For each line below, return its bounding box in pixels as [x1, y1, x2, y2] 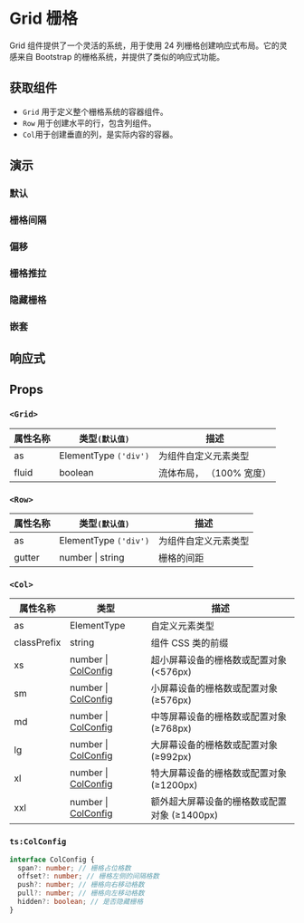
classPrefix [14, 636, 62, 649]
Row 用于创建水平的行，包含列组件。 [22, 117, 157, 128]
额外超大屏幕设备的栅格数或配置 [150, 795, 287, 808]
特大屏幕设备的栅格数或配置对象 [150, 767, 287, 780]
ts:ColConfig [9, 837, 67, 847]
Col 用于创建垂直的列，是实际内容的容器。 [22, 129, 178, 139]
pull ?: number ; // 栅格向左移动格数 [17, 889, 145, 898]
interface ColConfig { [9, 855, 95, 864]
